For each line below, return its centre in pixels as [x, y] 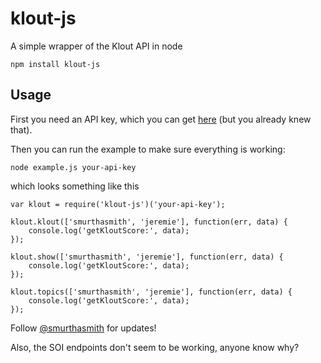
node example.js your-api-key [73, 167]
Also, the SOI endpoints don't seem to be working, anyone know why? [155, 347]
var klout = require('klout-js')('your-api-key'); [118, 204]
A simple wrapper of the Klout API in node [96, 46]
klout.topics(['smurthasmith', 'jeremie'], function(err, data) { [151, 292]
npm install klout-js [55, 64]
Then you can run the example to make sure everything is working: [148, 149]
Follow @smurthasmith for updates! [83, 328]
